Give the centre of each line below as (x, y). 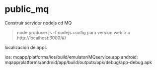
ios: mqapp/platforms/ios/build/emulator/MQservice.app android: (71, 57)
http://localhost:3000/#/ (41, 38)
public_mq (27, 9)
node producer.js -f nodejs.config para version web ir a (73, 32)
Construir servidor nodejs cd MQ (38, 23)
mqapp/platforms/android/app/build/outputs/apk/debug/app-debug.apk (78, 62)
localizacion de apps (26, 47)
